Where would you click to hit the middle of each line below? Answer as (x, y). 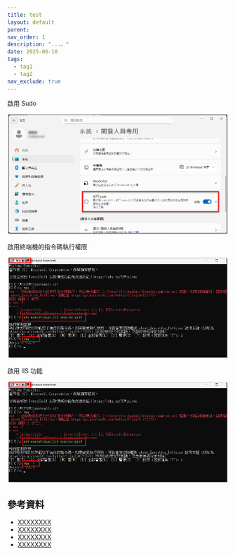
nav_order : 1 (26, 37)
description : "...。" (38, 45)
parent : (19, 29)
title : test (25, 15)
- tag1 (23, 67)
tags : (15, 60)
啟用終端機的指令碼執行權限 (47, 246)
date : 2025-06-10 (33, 52)
